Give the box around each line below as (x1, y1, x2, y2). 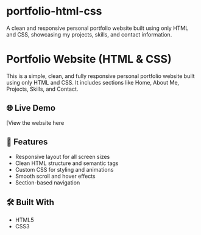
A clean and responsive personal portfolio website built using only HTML (6, 24, 189, 32)
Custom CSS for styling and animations (15, 166, 114, 173)
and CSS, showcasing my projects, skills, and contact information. (6, 30, 172, 38)
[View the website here (6, 119, 65, 126)
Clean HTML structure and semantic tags (15, 160, 119, 167)
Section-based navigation (15, 178, 80, 186)
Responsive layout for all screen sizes (15, 153, 110, 160)
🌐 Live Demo (6, 103, 56, 113)
